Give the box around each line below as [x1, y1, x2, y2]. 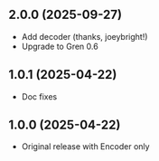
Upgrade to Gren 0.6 [21, 41, 98, 52]
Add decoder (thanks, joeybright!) [21, 31, 148, 42]
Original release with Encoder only [21, 141, 150, 152]
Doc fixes [21, 90, 58, 102]
